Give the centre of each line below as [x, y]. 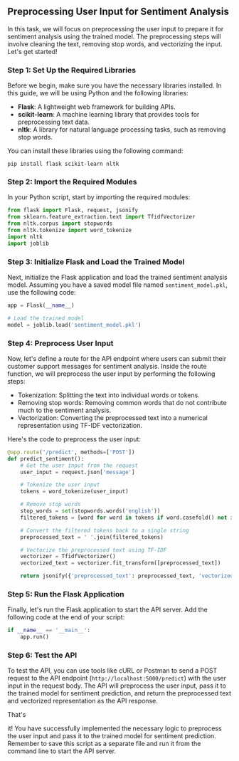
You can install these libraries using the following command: [95, 151]
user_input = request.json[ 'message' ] [78, 472]
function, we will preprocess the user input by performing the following [111, 374]
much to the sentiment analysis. [64, 410]
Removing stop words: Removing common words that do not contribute [122, 402]
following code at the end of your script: [66, 617]
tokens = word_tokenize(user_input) [75, 492]
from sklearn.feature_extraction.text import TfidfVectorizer [101, 217]
